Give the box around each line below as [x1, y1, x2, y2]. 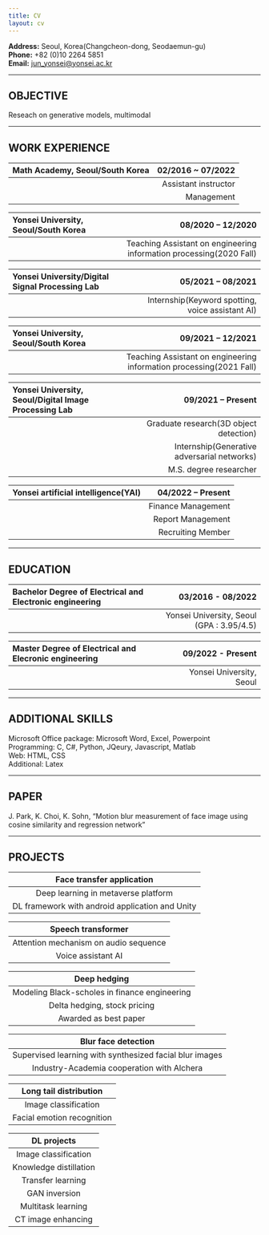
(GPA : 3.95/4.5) [195, 619, 257, 630]
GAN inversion [26, 1188, 82, 1199]
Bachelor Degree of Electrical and [12, 586, 144, 597]
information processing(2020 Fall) [127, 248, 257, 259]
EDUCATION [8, 562, 71, 576]
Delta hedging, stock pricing [48, 1000, 155, 1011]
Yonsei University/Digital [12, 271, 110, 282]
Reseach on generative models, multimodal [8, 110, 151, 120]
